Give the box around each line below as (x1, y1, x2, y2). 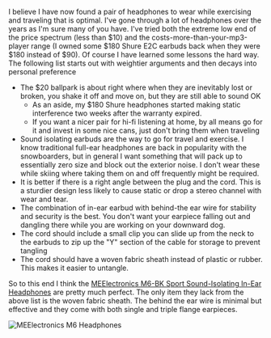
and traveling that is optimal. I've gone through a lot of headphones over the (8, 15, 261, 25)
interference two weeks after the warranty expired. (32, 108, 202, 118)
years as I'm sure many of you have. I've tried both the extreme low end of (8, 24, 256, 33)
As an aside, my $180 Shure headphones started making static (32, 100, 241, 109)
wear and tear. (19, 194, 69, 204)
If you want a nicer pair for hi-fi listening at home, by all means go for (32, 117, 263, 126)
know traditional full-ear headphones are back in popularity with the (19, 143, 247, 152)
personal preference (8, 67, 77, 76)
